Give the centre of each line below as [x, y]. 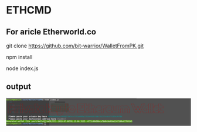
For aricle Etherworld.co [51, 32]
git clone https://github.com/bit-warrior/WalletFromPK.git [75, 46]
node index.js [22, 68]
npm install [19, 57]
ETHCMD [29, 10]
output [18, 87]
